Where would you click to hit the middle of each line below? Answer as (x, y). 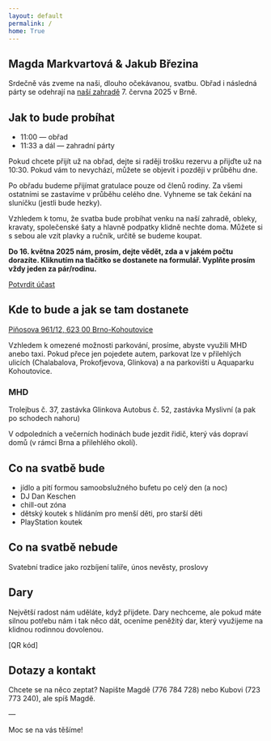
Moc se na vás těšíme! (46, 730)
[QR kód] (23, 645)
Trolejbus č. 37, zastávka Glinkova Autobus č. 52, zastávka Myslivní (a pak (132, 409)
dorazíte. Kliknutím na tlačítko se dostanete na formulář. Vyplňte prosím (132, 260)
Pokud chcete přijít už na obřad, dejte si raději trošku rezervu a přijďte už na (135, 161)
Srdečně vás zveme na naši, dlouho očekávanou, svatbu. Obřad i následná (133, 84)
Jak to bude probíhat (62, 117)
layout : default (36, 16)
